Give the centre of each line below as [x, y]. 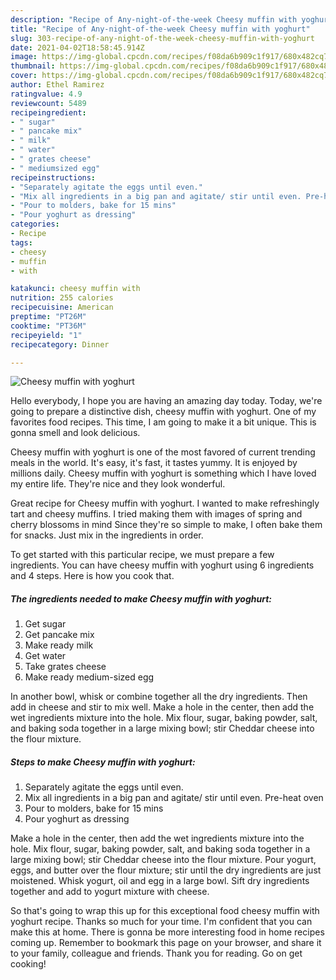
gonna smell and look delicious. [75, 433]
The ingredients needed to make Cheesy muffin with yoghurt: [141, 598]
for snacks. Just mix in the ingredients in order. [107, 535]
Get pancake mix [59, 635]
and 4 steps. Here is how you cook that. [92, 576]
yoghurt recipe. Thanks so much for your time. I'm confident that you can [161, 922]
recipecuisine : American [62, 307]
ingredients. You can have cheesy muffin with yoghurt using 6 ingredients [162, 565]
